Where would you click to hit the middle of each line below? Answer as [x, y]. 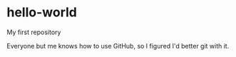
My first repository [34, 32]
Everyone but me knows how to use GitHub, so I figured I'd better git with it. [118, 46]
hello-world [42, 12]
